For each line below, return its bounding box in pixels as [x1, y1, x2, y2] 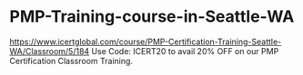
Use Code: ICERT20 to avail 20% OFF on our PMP [91, 45, 279, 56]
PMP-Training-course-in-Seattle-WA [9, 6, 295, 27]
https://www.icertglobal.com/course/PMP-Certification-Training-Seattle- [9, 36, 282, 47]
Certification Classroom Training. [9, 55, 134, 66]
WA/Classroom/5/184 [9, 45, 90, 56]
